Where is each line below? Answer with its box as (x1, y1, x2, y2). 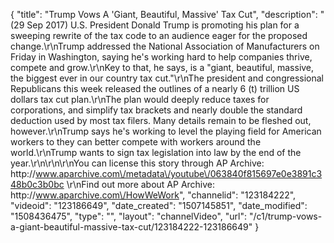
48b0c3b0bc (10, 179, 65, 190)
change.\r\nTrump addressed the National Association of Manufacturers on (10, 40, 320, 52)
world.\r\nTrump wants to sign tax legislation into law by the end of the (10, 147, 302, 158)
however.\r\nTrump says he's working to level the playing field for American (10, 125, 322, 137)
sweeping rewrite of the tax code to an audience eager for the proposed (10, 30, 308, 41)
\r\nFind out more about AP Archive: (66, 179, 216, 190)
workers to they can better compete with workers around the (10, 136, 262, 148)
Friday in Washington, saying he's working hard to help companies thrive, (10, 51, 313, 63)
